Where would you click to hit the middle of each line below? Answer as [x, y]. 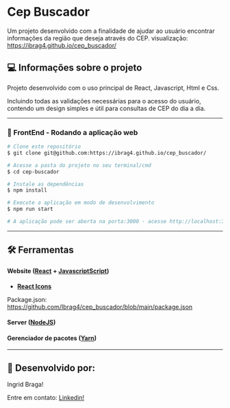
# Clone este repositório [44, 147]
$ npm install [27, 190]
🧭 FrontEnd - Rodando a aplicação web [73, 132]
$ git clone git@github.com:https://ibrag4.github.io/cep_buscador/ [107, 153]
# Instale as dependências [46, 184]
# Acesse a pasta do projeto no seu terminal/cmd [79, 165]
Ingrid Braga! [25, 385]
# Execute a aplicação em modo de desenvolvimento [81, 203]
